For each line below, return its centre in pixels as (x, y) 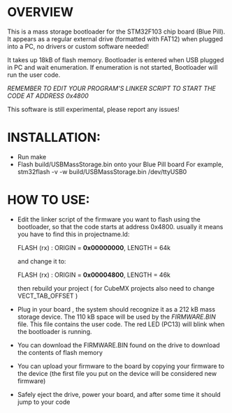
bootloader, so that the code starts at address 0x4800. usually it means (120, 226)
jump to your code (44, 402)
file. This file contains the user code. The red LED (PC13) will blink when (121, 324)
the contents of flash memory (60, 352)
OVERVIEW (41, 12)
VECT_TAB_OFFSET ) (48, 296)
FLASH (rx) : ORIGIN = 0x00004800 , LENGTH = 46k (94, 275)
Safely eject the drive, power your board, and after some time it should (119, 394)
